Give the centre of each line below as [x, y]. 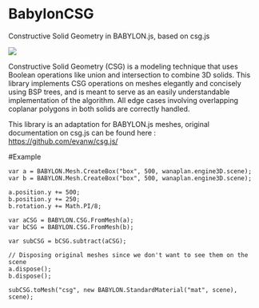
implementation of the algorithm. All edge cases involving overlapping [123, 100]
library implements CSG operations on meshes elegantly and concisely [125, 83]
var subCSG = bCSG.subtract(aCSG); [68, 241]
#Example [25, 156]
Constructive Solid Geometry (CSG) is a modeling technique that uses [123, 66]
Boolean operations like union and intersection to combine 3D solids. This [129, 75]
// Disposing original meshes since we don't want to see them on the [128, 255]
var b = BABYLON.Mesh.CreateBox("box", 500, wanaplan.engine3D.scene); [130, 178]
